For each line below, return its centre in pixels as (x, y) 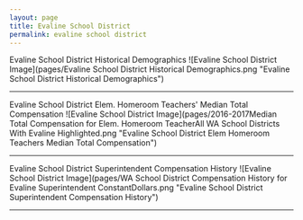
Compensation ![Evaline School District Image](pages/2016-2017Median (143, 114)
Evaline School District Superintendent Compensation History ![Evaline (141, 169)
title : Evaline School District (70, 26)
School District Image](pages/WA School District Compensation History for (148, 178)
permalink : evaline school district (78, 34)
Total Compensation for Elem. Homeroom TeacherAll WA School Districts (145, 124)
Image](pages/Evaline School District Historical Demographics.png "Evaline (150, 69)
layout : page (34, 18)
